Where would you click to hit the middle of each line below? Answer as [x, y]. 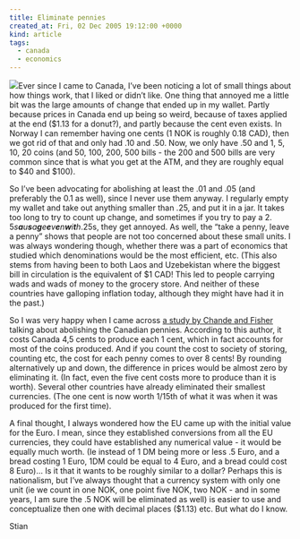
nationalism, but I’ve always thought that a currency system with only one [145, 480]
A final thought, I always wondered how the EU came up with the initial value [150, 423]
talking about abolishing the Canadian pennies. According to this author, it [146, 329]
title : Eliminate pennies [57, 17]
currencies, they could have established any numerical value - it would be [146, 442]
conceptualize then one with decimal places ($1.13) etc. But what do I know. [149, 509]
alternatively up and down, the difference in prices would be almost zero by [149, 368]
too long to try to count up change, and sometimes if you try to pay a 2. [141, 217]
